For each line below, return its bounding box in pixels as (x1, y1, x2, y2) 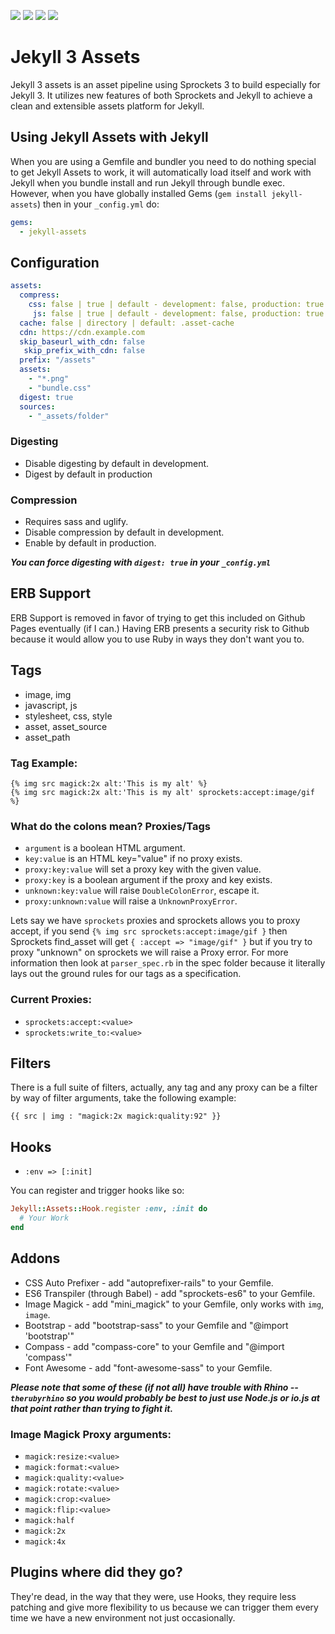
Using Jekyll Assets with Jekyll (10, 129, 209, 146)
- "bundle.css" (28, 383, 92, 393)
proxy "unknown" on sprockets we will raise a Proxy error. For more (10, 946, 289, 959)
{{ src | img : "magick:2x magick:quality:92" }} (10, 1111, 222, 1122)
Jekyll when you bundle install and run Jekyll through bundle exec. (10, 176, 286, 189)
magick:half (24, 1515, 75, 1525)
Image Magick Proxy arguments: (10, 1427, 172, 1441)
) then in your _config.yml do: (36, 198, 160, 210)
